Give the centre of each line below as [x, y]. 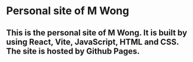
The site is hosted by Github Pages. [73, 51]
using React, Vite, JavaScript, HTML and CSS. [93, 42]
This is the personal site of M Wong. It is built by [97, 33]
